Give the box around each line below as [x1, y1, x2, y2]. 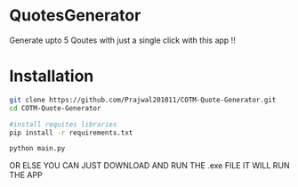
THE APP [9, 170, 43, 181]
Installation [9, 66, 94, 86]
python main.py [9, 144, 66, 153]
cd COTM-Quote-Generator [9, 103, 101, 112]
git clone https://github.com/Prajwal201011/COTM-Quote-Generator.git [9, 95, 277, 104]
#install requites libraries [9, 119, 117, 129]
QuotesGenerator [9, 5, 141, 26]
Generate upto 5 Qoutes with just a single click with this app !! [9, 35, 236, 45]
